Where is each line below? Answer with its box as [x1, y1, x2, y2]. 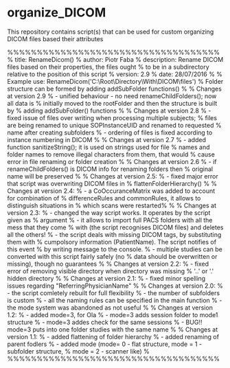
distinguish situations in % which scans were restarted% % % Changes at [7, 201, 217, 209]
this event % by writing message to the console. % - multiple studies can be [7, 245, 223, 253]
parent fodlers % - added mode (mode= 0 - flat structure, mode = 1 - [7, 340, 203, 348]
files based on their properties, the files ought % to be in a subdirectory [7, 62, 209, 71]
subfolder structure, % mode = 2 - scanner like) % [7, 347, 150, 355]
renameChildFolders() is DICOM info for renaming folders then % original [7, 165, 214, 173]
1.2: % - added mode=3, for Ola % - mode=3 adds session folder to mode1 [7, 310, 218, 319]
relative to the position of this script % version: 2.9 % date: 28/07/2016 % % [7, 70, 223, 78]
